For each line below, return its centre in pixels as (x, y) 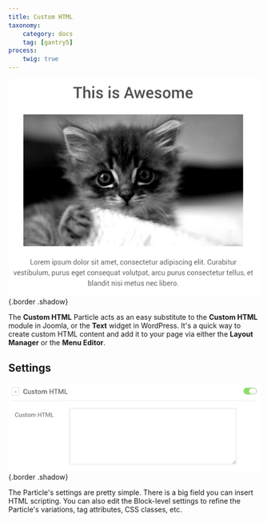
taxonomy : (25, 25)
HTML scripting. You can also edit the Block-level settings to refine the (125, 501)
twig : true (41, 59)
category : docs (48, 34)
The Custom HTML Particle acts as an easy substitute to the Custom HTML (133, 317)
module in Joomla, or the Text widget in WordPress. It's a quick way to (125, 326)
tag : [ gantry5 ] (48, 42)
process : (23, 51)
